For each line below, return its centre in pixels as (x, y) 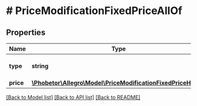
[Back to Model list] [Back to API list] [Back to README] (73, 97)
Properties (26, 33)
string (40, 66)
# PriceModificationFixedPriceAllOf (94, 11)
